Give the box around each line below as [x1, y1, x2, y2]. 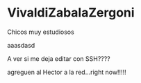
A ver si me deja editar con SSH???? [7, 54, 111, 63]
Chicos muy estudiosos [7, 28, 74, 36]
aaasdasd [7, 41, 35, 49]
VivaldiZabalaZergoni [7, 5, 135, 21]
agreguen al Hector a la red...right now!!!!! [7, 68, 126, 76]
